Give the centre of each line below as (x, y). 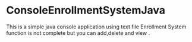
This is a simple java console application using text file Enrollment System (96, 27)
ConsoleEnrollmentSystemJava (86, 10)
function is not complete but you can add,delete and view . (78, 33)
